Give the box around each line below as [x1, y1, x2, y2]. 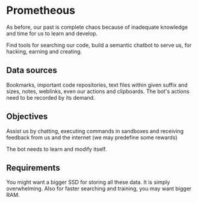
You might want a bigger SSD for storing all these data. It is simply [6, 178, 170, 186]
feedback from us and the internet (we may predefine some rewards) [6, 133, 178, 141]
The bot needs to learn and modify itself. [6, 145, 107, 153]
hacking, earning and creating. [6, 47, 82, 55]
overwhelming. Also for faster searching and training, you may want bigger [6, 185, 192, 192]
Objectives [6, 112, 48, 122]
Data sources [6, 65, 57, 76]
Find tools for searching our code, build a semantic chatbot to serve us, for [6, 41, 192, 49]
